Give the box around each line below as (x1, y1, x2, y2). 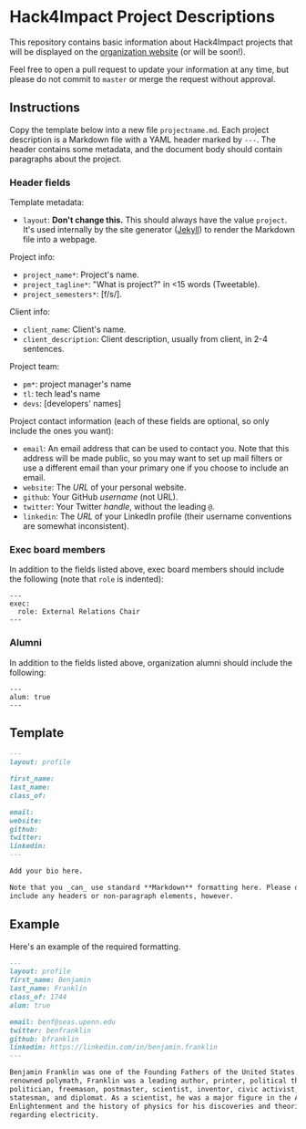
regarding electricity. (9, 1110, 100, 1119)
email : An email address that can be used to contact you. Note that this (22, 443, 290, 454)
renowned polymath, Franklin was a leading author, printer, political (9, 1076, 287, 1086)
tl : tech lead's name (22, 388, 101, 399)
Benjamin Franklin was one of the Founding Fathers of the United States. (9, 1068, 300, 1077)
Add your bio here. (9, 866, 84, 876)
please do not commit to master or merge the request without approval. (9, 73, 276, 84)
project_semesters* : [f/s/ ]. (22, 289, 123, 300)
